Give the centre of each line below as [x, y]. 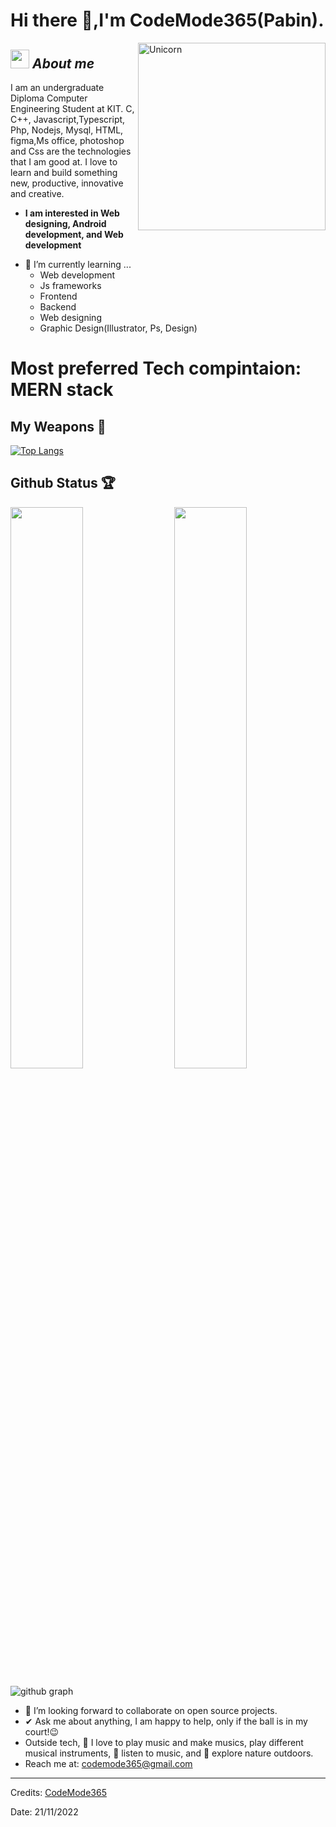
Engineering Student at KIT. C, [72, 108]
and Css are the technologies [71, 151]
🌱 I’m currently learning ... [78, 264]
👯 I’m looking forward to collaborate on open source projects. [151, 1710]
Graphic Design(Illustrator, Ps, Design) [118, 328]
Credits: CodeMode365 [58, 1792]
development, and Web [74, 234]
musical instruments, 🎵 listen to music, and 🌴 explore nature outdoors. [169, 1753]
